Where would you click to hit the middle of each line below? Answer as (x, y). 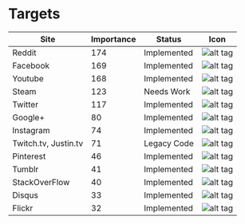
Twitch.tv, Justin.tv (48, 143)
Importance (113, 39)
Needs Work (167, 91)
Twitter (25, 104)
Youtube (28, 78)
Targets (34, 14)
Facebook (31, 65)
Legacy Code (168, 143)
